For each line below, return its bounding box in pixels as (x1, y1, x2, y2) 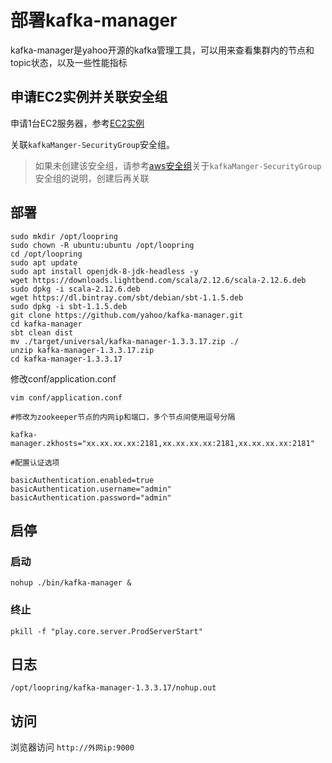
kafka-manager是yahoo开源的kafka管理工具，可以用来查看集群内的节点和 (10, 44, 315, 56)
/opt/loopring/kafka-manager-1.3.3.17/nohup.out (10, 683, 217, 693)
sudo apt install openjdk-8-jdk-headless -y (10, 266, 199, 276)
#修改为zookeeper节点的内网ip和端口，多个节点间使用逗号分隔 (10, 412, 236, 422)
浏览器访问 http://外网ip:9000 (10, 741, 135, 753)
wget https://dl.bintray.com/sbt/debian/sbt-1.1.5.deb (10, 292, 244, 303)
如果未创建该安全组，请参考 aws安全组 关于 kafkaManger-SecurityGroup (34, 159, 322, 171)
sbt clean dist (10, 327, 74, 338)
